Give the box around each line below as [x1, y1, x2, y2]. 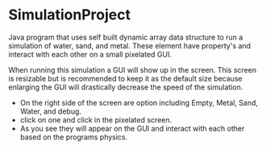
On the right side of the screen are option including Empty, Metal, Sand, [19, 98, 259, 107]
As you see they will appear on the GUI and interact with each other [19, 123, 245, 133]
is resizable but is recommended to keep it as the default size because [8, 73, 243, 83]
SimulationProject [8, 6, 131, 24]
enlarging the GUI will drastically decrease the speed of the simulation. [8, 82, 243, 92]
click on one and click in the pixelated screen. [19, 115, 172, 124]
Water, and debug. [19, 106, 82, 116]
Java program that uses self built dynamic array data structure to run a [8, 32, 243, 42]
